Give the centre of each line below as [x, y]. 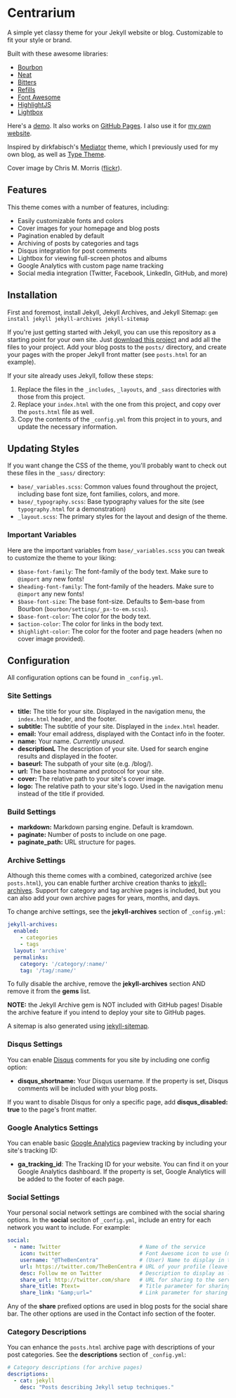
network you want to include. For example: [69, 1228]
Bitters [27, 82]
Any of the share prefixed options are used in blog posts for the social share [118, 1306]
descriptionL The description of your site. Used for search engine [113, 748]
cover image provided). [51, 638]
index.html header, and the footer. [67, 719]
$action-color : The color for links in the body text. [90, 624]
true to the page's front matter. [52, 1109]
